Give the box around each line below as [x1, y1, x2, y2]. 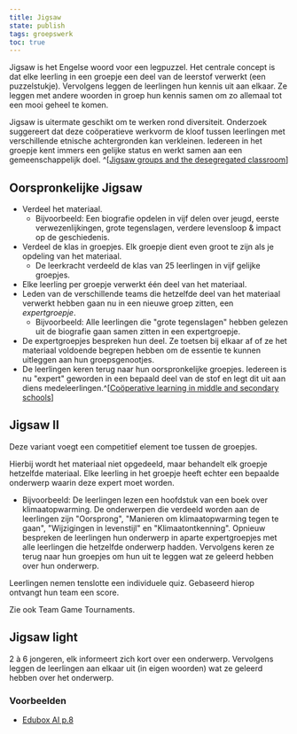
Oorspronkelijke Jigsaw [9, 180, 144, 195]
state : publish [9, 21, 66, 30]
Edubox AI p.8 [21, 714, 74, 725]
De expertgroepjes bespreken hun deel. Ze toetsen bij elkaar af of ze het [21, 336, 288, 347]
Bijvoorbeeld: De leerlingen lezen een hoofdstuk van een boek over [21, 494, 269, 505]
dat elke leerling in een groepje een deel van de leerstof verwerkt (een [9, 72, 266, 82]
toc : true [9, 37, 46, 47]
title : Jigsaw [9, 12, 62, 22]
